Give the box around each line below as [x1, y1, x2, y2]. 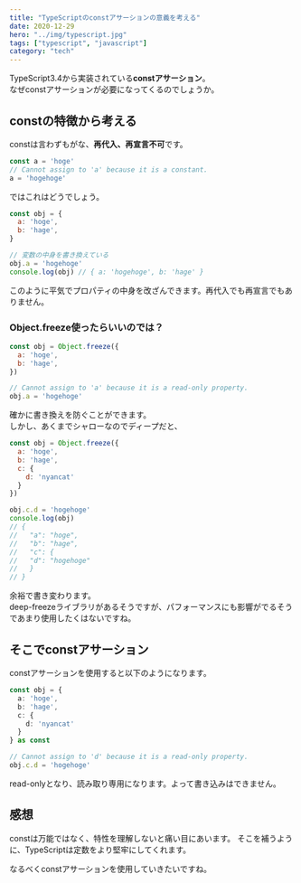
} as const [9, 736, 51, 746]
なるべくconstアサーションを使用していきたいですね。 [9, 863, 212, 874]
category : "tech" [9, 47, 75, 56]
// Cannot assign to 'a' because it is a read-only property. [9, 383, 249, 393]
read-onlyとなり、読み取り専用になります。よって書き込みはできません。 [9, 778, 282, 789]
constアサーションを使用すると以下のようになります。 [9, 668, 212, 679]
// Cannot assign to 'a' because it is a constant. [9, 164, 208, 174]
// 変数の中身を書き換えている [9, 250, 109, 260]
